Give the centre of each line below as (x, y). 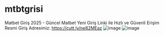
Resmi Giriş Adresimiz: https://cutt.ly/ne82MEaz (54, 28)
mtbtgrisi (24, 9)
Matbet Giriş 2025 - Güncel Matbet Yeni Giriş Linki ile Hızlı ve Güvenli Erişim (82, 23)
